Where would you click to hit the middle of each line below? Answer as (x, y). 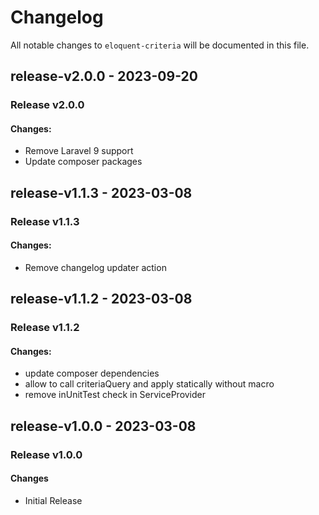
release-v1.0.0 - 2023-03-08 (103, 426)
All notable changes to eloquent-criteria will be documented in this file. (160, 45)
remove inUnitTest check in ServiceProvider (115, 395)
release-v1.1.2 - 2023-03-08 (101, 299)
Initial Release (53, 500)
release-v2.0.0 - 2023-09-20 (104, 76)
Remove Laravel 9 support (79, 151)
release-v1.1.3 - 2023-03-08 (101, 192)
